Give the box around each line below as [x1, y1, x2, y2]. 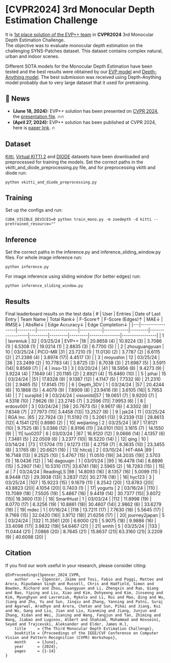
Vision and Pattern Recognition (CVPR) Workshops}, [5, 635, 117, 640]
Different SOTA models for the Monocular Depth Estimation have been [5, 63, 153, 69]
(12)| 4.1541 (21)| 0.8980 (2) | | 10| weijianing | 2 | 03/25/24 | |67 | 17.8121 [5, 420, 157, 426]
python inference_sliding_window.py [5, 283, 83, 288]
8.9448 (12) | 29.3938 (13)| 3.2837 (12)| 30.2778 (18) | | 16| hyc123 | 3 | [5, 474, 155, 480]
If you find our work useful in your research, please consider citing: [5, 562, 147, 568]
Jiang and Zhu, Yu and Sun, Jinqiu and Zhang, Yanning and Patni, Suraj [5, 599, 163, 604]
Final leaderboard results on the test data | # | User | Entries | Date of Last [5, 311, 161, 317]
